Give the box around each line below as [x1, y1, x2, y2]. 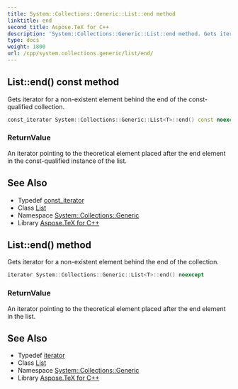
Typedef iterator [17, 351, 65, 360]
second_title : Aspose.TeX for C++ [7, 23, 110, 30]
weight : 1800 [7, 43, 46, 50]
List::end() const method [7, 76, 120, 89]
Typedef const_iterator [17, 196, 85, 204]
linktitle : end [7, 17, 52, 24]
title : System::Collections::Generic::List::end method [7, 10, 176, 18]
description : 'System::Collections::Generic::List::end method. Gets [7, 30, 217, 38]
